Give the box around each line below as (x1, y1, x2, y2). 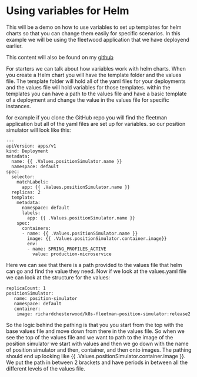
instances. (6, 102, 31, 109)
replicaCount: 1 (6, 285, 46, 291)
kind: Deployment (6, 148, 49, 154)
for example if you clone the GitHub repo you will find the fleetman (6, 114, 168, 121)
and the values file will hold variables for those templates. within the (6, 84, 171, 91)
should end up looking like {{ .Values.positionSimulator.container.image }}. (6, 352, 186, 359)
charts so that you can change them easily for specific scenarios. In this (6, 29, 181, 36)
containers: (21, 225, 51, 231)
